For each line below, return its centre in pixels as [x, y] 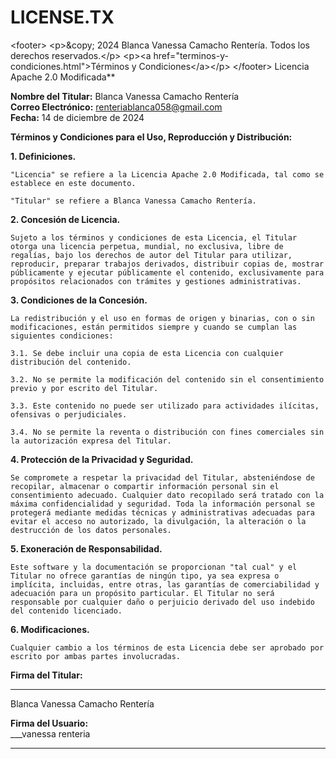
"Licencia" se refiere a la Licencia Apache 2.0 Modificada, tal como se [167, 174]
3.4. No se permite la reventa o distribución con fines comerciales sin [167, 432]
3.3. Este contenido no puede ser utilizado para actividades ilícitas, [165, 406]
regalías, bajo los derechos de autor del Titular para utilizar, [151, 255]
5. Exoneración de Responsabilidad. [86, 548]
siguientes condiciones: [62, 336]
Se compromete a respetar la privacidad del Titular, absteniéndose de [162, 477]
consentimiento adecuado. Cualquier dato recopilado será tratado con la [167, 495]
